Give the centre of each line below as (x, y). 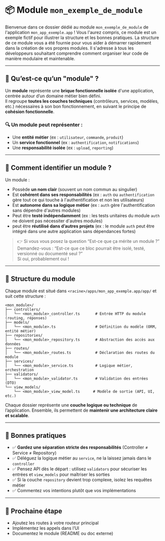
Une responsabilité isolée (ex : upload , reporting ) (63, 148)
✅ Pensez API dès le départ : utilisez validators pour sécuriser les (80, 469)
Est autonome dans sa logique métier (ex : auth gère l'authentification (83, 205)
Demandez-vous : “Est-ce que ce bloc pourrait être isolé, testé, (81, 248)
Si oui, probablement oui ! (43, 259)
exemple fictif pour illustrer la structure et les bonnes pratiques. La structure (82, 38)
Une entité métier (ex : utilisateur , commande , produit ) (68, 137)
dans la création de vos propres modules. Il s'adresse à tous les (69, 48)
